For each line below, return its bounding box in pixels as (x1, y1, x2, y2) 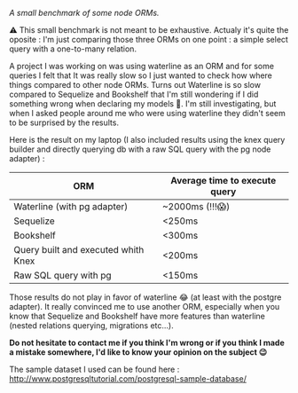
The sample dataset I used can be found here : (9, 364, 180, 374)
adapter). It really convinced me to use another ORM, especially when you (9, 302, 280, 311)
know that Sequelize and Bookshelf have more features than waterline (9, 310, 266, 321)
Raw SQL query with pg (13, 270, 113, 281)
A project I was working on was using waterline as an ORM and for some (9, 61, 275, 71)
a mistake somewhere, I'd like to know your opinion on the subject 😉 (9, 347, 268, 358)
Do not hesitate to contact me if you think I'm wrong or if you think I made (9, 337, 286, 348)
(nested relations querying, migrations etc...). (9, 320, 175, 331)
